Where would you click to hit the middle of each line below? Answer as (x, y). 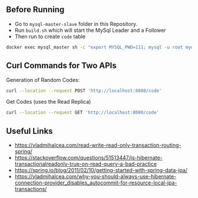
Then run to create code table (50, 36)
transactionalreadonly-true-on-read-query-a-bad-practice (86, 164)
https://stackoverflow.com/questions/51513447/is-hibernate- (89, 158)
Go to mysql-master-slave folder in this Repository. (76, 24)
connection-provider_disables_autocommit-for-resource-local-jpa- (96, 183)
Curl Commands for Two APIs (61, 66)
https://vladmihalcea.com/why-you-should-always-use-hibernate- (95, 177)
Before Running (35, 10)
